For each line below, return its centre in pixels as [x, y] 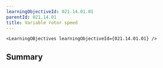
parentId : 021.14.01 [32, 17]
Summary [25, 57]
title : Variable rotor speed [42, 22]
